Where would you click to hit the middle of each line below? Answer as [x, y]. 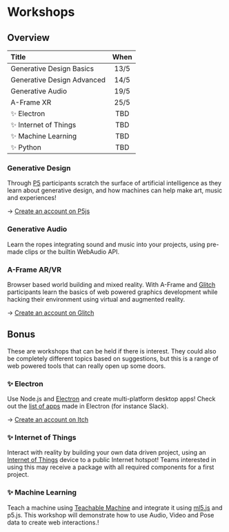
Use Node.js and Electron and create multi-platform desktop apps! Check [111, 399]
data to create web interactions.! [53, 522]
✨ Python [26, 147]
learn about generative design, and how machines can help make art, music [115, 190]
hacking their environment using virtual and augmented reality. [96, 299]
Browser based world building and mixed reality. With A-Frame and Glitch [111, 284]
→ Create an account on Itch [48, 420]
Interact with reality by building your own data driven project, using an [107, 452]
